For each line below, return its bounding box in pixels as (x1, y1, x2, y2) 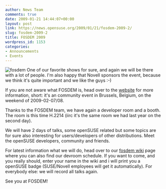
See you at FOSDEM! (5, 178, 48, 184)
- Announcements (5, 49, 39, 54)
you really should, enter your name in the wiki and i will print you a (5, 158, 141, 164)
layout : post (5, 21, 32, 26)
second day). (5, 118, 32, 124)
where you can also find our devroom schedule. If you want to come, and (5, 153, 155, 159)
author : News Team (5, 7, 43, 12)
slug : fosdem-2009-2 (5, 30, 48, 35)
